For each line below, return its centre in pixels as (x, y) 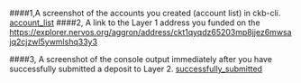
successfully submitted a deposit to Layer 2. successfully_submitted (136, 69)
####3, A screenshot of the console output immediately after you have (141, 59)
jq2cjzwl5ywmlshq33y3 (53, 41)
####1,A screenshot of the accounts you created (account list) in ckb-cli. (145, 13)
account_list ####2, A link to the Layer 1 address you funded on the (135, 23)
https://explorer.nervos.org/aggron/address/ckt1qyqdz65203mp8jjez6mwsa (150, 32)
